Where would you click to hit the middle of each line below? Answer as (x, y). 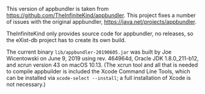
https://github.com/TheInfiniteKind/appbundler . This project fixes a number (101, 15)
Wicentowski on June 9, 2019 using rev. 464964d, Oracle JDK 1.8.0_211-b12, (102, 58)
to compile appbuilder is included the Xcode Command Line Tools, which (99, 71)
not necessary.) (26, 84)
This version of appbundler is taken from (58, 9)
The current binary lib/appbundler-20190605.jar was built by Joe (89, 52)
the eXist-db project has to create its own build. (66, 40)
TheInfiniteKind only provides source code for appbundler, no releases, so (100, 34)
